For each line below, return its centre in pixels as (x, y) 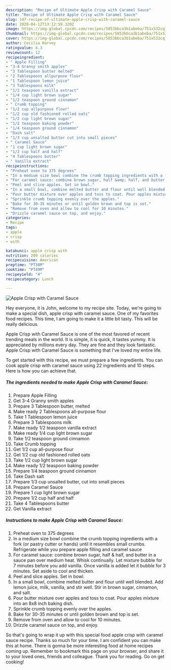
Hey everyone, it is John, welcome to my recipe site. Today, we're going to (84, 308)
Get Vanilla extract (32, 508)
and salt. (22, 592)
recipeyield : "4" (24, 275)
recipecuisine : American (32, 260)
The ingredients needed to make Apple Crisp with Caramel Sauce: (77, 382)
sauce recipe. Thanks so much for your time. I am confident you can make (83, 640)
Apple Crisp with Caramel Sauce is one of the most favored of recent (78, 334)
